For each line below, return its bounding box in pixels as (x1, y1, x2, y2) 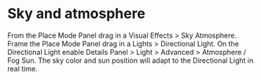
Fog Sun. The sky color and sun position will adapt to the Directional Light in (7, 56, 254, 65)
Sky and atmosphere (7, 5, 146, 23)
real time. (7, 64, 38, 73)
